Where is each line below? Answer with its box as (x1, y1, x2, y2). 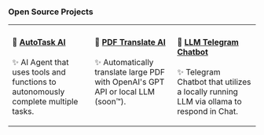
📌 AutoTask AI (12, 36, 66, 47)
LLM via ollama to (177, 96, 242, 107)
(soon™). (94, 96, 126, 107)
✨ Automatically (94, 57, 154, 67)
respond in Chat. (177, 105, 238, 116)
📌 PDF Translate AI (94, 36, 167, 47)
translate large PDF (94, 66, 165, 77)
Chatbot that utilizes (177, 76, 251, 87)
